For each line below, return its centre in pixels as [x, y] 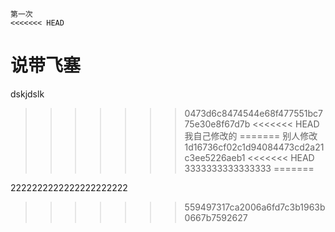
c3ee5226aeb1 [215, 157]
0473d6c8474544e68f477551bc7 [253, 113]
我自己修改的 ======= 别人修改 [251, 135]
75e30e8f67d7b [217, 124]
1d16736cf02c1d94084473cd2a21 [254, 147]
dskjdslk [27, 94]
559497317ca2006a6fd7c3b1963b [255, 207]
